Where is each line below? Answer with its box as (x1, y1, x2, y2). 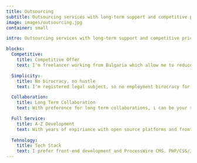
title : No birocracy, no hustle (16, 78, 96, 84)
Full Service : (11, 116, 46, 122)
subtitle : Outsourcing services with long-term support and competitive (6, 14, 188, 20)
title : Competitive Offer (16, 57, 80, 63)
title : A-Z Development (16, 121, 75, 127)
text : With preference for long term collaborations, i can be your (16, 105, 188, 111)
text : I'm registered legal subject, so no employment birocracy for (16, 84, 191, 89)
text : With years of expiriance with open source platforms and (16, 126, 177, 132)
